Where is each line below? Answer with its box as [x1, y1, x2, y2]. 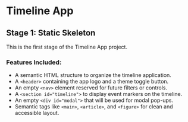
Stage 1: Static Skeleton [6, 28, 96, 38]
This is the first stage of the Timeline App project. [6, 43, 128, 50]
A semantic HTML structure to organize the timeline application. [14, 72, 171, 79]
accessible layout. [14, 110, 59, 117]
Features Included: [6, 58, 62, 66]
